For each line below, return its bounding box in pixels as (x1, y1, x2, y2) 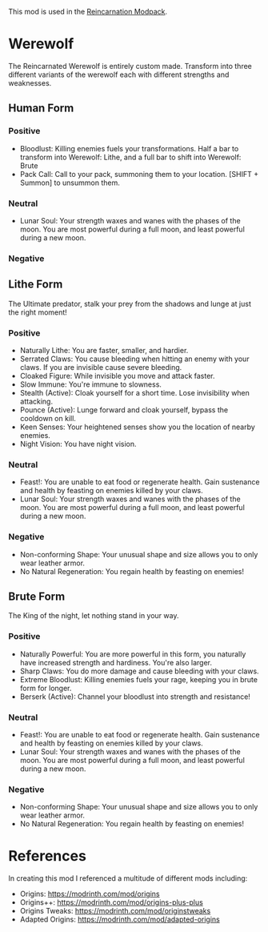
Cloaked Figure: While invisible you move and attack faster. (19, 371, 215, 380)
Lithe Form (8, 278, 63, 291)
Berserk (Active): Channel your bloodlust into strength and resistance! (19, 692, 250, 701)
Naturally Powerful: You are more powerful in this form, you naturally (19, 649, 246, 659)
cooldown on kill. (19, 413, 76, 423)
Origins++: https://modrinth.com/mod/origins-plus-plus (19, 898, 204, 907)
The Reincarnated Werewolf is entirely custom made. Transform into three (8, 61, 252, 70)
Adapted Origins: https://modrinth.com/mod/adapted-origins (19, 914, 220, 924)
